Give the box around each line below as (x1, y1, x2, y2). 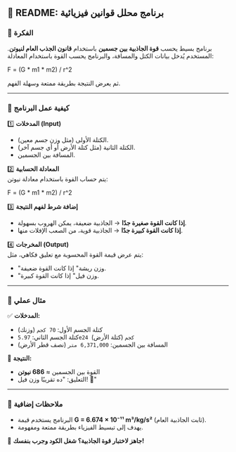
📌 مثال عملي (7, 295, 46, 305)
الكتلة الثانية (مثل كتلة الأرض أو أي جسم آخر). (17, 143, 136, 151)
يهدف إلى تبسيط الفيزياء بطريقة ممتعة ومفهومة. (17, 422, 144, 431)
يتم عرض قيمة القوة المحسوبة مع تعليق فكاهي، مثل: (7, 250, 144, 259)
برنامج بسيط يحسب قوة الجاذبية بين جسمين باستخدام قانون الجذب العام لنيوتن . (7, 44, 213, 53)
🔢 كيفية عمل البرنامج (7, 103, 70, 112)
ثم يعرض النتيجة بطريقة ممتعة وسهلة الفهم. (7, 79, 121, 87)
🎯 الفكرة (7, 28, 34, 38)
